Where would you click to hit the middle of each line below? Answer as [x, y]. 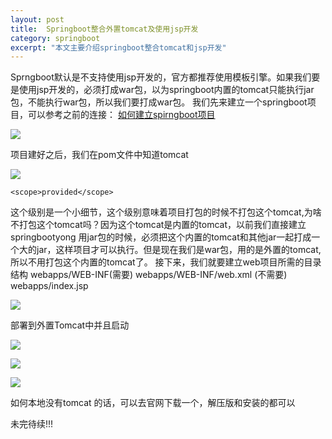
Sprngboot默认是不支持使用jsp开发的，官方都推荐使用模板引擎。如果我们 [161, 77]
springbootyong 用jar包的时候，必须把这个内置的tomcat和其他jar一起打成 [161, 237]
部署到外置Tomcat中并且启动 [70, 325]
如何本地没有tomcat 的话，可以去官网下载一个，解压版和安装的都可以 [153, 403]
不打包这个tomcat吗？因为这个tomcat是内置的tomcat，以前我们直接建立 [158, 225]
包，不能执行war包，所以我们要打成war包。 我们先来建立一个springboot [159, 102]
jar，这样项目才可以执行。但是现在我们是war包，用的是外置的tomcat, [179, 250]
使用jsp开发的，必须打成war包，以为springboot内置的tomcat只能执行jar [166, 90]
